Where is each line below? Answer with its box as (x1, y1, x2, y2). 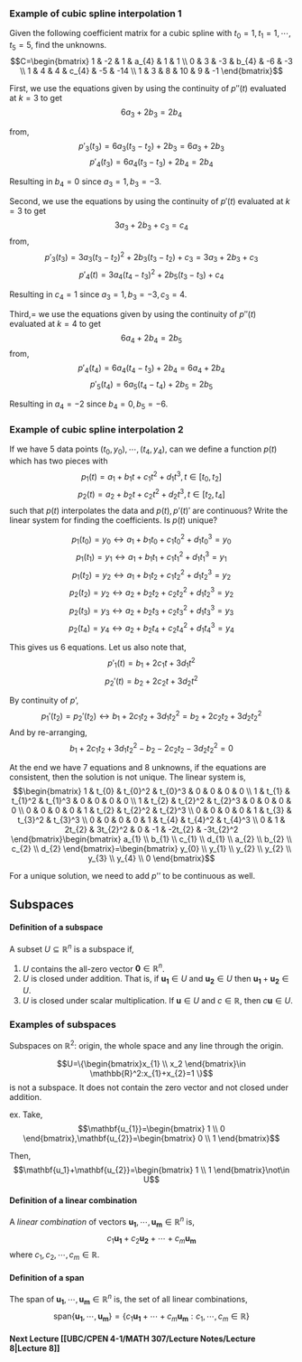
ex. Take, (9, 1109, 43, 1120)
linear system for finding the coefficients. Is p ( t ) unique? (9, 514, 218, 526)
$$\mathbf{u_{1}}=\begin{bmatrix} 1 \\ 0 (78, 1123, 225, 1133)
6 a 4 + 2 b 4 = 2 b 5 (120, 332, 183, 345)
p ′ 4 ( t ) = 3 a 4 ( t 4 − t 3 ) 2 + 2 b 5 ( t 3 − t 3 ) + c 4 (78, 267, 224, 282)
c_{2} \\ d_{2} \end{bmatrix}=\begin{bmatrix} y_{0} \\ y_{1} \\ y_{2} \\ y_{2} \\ (11, 844, 292, 854)
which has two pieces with (9, 455, 108, 466)
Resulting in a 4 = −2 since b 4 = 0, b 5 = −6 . (9, 398, 169, 411)
